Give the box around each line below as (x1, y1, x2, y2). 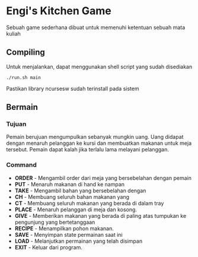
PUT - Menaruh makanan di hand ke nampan (14, 180, 125, 188)
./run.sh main (6, 74, 41, 81)
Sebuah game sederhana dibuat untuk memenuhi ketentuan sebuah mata (6, 24, 186, 31)
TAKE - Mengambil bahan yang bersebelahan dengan (14, 187, 146, 194)
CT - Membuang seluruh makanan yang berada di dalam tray (14, 199, 164, 207)
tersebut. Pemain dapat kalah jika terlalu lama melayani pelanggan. (6, 146, 169, 153)
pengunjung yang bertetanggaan (14, 218, 95, 226)
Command (6, 161, 37, 169)
